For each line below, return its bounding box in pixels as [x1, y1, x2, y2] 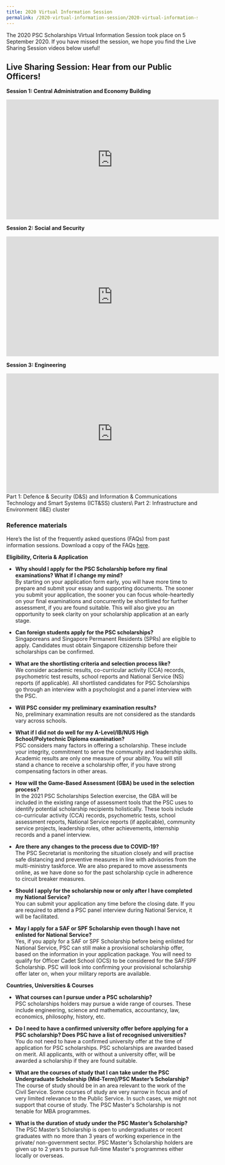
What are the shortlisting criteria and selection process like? [15, 660, 171, 667]
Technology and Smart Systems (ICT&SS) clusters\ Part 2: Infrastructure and [6, 500, 198, 507]
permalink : [6, 15, 34, 21]
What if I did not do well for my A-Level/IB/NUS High [15, 729, 149, 736]
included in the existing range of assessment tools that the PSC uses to [15, 799, 193, 806]
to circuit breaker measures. [15, 875, 86, 883]
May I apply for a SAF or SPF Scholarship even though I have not [15, 925, 180, 932]
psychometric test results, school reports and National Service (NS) [15, 673, 184, 680]
